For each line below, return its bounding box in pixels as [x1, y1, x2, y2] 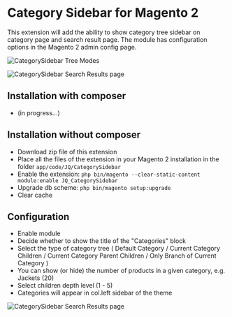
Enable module [17, 229, 61, 238]
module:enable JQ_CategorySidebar [17, 177, 118, 184]
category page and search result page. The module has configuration [7, 35, 208, 43]
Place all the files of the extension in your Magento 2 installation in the [17, 155, 219, 163]
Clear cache [17, 191, 53, 199]
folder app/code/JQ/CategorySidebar [17, 162, 121, 170]
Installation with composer [7, 90, 126, 102]
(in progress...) [17, 108, 61, 117]
